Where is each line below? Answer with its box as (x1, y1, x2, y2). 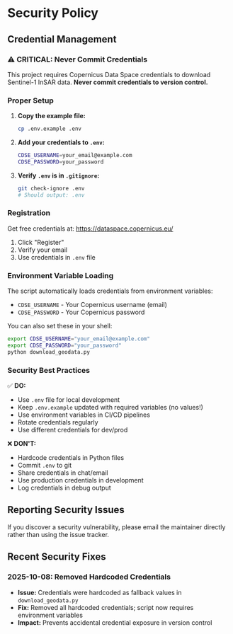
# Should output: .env (17, 191, 85, 199)
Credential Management (7, 33, 117, 45)
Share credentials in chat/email (17, 468, 108, 477)
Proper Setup (7, 96, 55, 105)
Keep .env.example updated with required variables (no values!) (17, 403, 204, 412)
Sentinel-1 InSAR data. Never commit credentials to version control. (7, 78, 208, 86)
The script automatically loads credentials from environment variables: (7, 287, 213, 295)
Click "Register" (17, 238, 64, 246)
